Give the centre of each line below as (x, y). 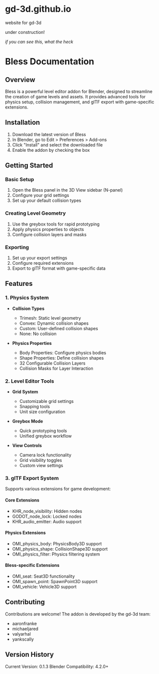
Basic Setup (20, 179)
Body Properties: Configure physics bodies (63, 353)
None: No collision (38, 334)
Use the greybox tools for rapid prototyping (56, 224)
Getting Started (29, 166)
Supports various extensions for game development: (58, 489)
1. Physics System (27, 298)
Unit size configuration (42, 412)
